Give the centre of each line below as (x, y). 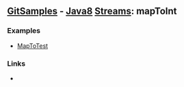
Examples (24, 31)
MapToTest (32, 46)
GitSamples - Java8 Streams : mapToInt (92, 11)
